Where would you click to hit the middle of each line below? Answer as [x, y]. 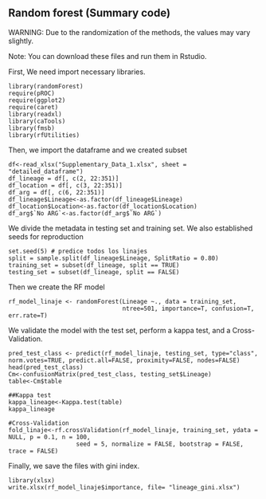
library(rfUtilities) [44, 135]
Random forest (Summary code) [90, 13]
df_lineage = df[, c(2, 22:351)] [64, 179]
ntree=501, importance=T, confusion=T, [188, 308]
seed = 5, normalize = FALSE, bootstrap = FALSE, [160, 444]
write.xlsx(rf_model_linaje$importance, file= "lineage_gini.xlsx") [124, 487]
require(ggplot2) [37, 100]
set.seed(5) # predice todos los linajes [78, 251]
